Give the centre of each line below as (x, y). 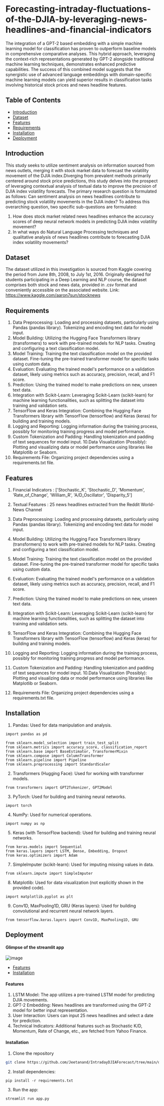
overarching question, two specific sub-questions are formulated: (71, 207)
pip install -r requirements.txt (39, 1081)
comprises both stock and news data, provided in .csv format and (72, 285)
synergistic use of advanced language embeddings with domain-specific (79, 74)
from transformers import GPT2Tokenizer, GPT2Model (59, 787)
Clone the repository (33, 1053)
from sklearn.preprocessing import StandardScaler (58, 764)
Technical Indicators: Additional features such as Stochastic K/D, (77, 1026)
